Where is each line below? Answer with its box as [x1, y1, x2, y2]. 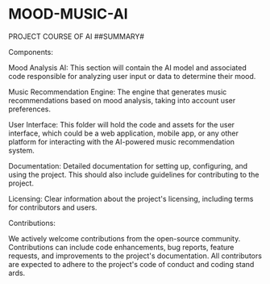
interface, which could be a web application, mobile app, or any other [8, 128, 239, 138]
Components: [8, 47, 54, 56]
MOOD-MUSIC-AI [8, 5, 128, 23]
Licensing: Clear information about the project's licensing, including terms [8, 194, 254, 203]
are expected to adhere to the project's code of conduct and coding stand [8, 259, 255, 269]
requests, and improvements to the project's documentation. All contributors [8, 251, 262, 261]
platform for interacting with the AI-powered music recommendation [8, 136, 235, 146]
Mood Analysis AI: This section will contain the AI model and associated [8, 62, 247, 73]
